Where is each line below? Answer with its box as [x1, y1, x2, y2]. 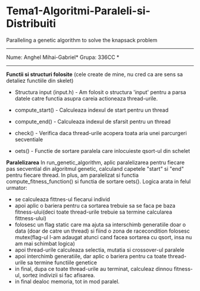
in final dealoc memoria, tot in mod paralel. [14, 278, 120, 285]
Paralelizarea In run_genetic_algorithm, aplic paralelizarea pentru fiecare [6, 159, 185, 166]
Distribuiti [6, 17, 57, 30]
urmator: [6, 184, 28, 191]
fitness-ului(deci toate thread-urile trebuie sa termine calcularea [14, 208, 173, 215]
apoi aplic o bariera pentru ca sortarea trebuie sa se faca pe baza [14, 202, 176, 209]
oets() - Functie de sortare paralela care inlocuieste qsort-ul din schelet [14, 147, 190, 154]
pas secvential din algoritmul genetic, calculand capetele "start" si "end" [6, 165, 185, 172]
